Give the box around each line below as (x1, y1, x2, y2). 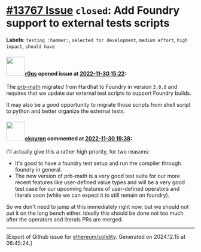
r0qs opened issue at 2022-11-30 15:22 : (25, 70, 127, 77)
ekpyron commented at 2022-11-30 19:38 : (25, 134, 133, 142)
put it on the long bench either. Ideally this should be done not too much (6, 209, 184, 217)
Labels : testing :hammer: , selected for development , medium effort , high (6, 36, 188, 43)
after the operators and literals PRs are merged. (6, 216, 124, 223)
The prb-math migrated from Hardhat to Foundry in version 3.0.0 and (6, 83, 178, 91)
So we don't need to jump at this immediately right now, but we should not (6, 203, 189, 211)
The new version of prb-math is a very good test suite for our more (14, 172, 181, 180)
